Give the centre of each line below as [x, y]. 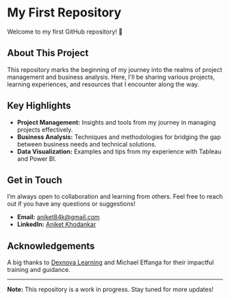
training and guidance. [39, 270]
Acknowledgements [51, 246]
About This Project [48, 53]
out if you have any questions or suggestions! [71, 204]
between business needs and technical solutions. [87, 144]
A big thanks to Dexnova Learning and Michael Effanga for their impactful [111, 262]
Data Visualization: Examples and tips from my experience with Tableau [119, 151]
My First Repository [64, 13]
